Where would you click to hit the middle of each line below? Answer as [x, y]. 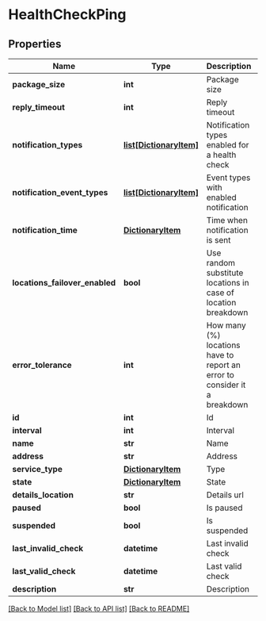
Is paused [224, 508]
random [221, 263]
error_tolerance [42, 365]
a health [221, 155]
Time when [227, 220]
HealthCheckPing [67, 15]
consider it [226, 385]
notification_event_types [60, 192]
